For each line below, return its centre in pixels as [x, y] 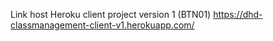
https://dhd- [238, 14]
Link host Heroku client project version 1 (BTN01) [111, 14]
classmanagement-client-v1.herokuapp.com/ [102, 25]
